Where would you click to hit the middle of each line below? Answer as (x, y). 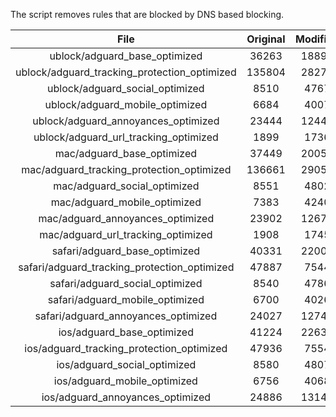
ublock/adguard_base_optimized (126, 56)
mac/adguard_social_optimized (126, 186)
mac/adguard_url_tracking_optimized (126, 234)
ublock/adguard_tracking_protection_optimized (126, 72)
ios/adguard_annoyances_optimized (126, 397)
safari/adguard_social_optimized (126, 283)
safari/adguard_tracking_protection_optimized (126, 267)
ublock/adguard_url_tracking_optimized (126, 137)
